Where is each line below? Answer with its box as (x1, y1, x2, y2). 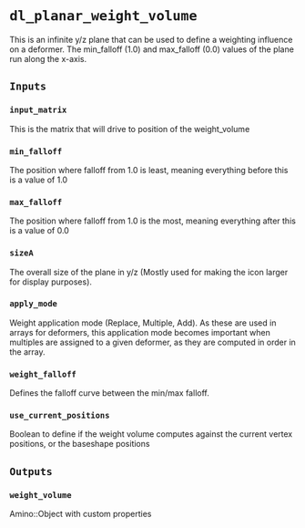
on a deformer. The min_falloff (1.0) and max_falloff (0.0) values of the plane (9, 44, 294, 55)
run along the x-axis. (9, 53, 87, 64)
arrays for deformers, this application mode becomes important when (9, 326, 271, 337)
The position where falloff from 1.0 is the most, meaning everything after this (9, 215, 296, 226)
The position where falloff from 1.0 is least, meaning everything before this (9, 164, 289, 175)
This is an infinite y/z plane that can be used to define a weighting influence (9, 34, 293, 45)
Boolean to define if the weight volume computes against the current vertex (9, 429, 293, 440)
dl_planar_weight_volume (9, 7, 198, 25)
